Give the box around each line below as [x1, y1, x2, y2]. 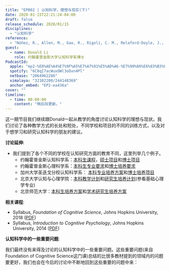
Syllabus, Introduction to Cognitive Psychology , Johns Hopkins [12, 220, 144, 226]
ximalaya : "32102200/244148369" [10, 78, 78, 83]
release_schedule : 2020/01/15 [5, 21, 69, 27]
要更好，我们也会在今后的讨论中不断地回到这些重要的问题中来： [5, 259, 138, 265]
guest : [5, 45, 19, 50]
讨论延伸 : [5, 140, 25, 146]
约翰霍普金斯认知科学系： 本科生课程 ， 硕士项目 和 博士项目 [20, 157, 140, 163]
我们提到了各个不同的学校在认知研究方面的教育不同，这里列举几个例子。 [12, 150, 163, 157]
